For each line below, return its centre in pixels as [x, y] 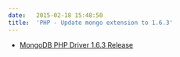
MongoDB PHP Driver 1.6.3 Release [76, 45]
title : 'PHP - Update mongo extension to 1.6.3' [91, 23]
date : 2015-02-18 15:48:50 [56, 15]
